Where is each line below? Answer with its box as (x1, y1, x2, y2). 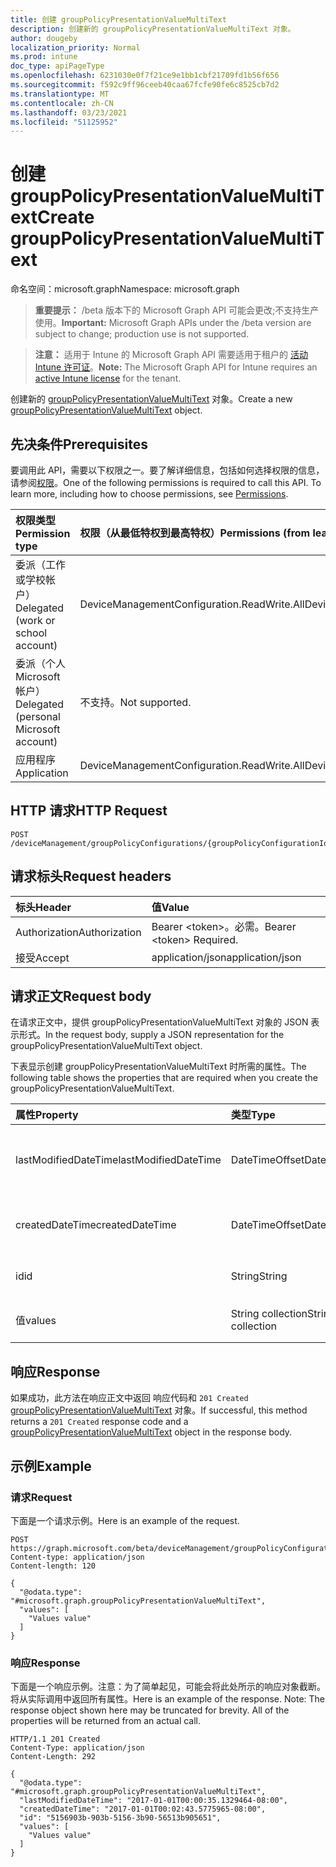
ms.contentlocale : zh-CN (10, 98, 114, 108)
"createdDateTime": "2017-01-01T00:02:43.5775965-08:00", (19, 1804, 267, 1815)
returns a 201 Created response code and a (10, 1416, 189, 1428)
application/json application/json (151, 950, 302, 964)
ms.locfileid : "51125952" (10, 117, 118, 127)
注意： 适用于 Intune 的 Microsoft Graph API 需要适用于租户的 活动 (34, 349, 308, 361)
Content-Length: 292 (10, 1752, 97, 1762)
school (15, 626, 48, 640)
